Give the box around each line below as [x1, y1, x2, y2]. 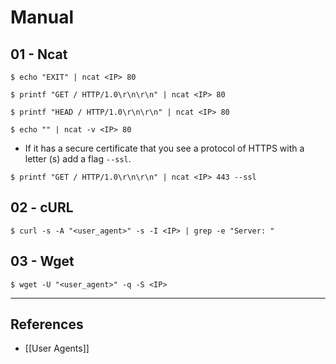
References [10, 316, 84, 333]
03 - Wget [10, 253, 75, 270]
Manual [10, 6, 75, 29]
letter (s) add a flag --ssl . [24, 153, 132, 165]
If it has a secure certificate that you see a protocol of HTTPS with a [24, 142, 305, 154]
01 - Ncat [10, 46, 68, 63]
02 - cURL [10, 199, 74, 216]
